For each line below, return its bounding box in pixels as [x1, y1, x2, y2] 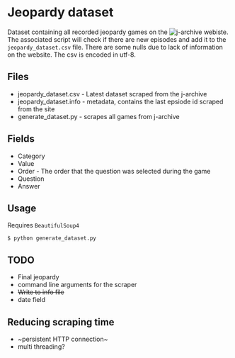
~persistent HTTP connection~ [17, 335, 108, 343]
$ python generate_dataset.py [7, 235, 97, 242]
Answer [17, 181, 40, 190]
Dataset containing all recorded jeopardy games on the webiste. [7, 28, 229, 36]
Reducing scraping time [7, 316, 115, 328]
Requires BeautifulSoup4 [7, 221, 79, 230]
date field [17, 296, 46, 304]
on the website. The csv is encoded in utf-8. [7, 50, 136, 59]
